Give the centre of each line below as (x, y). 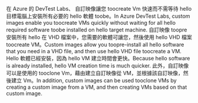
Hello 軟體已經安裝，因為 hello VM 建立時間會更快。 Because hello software (98, 58)
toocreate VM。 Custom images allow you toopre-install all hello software (95, 44)
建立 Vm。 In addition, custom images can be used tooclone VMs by (94, 81)
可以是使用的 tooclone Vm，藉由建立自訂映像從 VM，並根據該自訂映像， (95, 73)
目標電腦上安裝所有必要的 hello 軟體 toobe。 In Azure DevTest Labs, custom (98, 16)
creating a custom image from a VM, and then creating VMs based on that (97, 87)
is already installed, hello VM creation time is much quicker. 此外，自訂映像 (98, 66)
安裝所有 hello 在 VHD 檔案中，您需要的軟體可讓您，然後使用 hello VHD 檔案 (99, 37)
